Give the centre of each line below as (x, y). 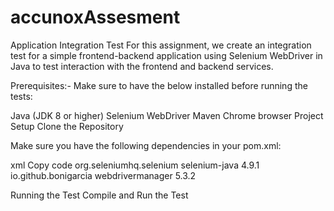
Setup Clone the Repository (67, 126)
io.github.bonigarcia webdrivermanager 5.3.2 (103, 175)
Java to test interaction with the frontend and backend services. (142, 66)
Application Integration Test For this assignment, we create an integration (161, 45)
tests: (21, 96)
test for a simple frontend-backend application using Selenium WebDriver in (166, 55)
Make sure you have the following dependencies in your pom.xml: (146, 145)
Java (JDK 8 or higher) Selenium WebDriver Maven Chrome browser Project (167, 115)
